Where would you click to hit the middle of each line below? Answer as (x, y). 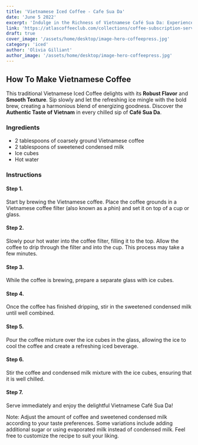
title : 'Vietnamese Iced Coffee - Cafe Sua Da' (66, 12)
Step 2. (15, 228)
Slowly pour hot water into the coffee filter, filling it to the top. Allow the (93, 241)
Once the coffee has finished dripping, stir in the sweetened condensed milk (99, 307)
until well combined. (30, 313)
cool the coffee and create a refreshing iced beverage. (72, 346)
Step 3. (15, 267)
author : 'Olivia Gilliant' (39, 50)
